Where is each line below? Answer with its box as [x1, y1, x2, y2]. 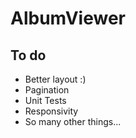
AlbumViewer [10, 7, 126, 30]
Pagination [24, 84, 70, 96]
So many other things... [24, 116, 122, 127]
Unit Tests [24, 95, 67, 106]
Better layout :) [24, 73, 87, 85]
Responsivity [24, 105, 79, 117]
